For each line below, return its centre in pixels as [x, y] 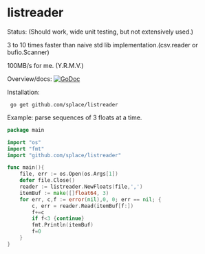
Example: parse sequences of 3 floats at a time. [75, 117]
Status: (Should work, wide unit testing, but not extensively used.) [100, 32]
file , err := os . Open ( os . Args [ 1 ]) [69, 174]
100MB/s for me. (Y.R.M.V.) [45, 65]
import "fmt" [26, 149]
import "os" [24, 142]
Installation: [23, 92]
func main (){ [26, 168]
